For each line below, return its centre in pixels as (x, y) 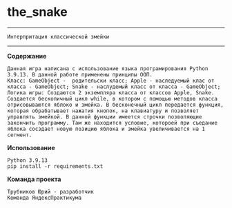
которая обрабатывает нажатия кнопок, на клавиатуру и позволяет (103, 111)
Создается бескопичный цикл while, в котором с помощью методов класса (112, 98)
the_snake (37, 12)
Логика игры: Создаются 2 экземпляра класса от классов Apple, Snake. (111, 93)
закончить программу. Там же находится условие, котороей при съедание (112, 123)
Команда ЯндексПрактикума (44, 198)
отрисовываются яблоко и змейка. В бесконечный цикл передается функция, (116, 105)
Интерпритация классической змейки (58, 37)
